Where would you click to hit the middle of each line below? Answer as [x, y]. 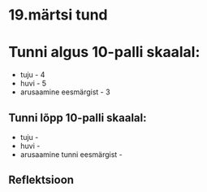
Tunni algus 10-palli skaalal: [104, 52]
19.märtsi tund [58, 15]
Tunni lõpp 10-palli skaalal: [78, 118]
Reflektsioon [41, 180]
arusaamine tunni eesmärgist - [71, 154]
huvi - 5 [33, 84]
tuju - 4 [32, 75]
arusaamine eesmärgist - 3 [65, 92]
